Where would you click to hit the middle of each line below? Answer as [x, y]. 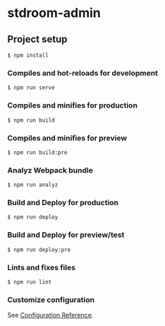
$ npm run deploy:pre [39, 250]
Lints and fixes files [42, 267]
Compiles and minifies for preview [67, 138]
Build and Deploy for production [63, 203]
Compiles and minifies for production [72, 105]
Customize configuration [51, 300]
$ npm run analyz [33, 185]
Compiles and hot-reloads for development [83, 73]
